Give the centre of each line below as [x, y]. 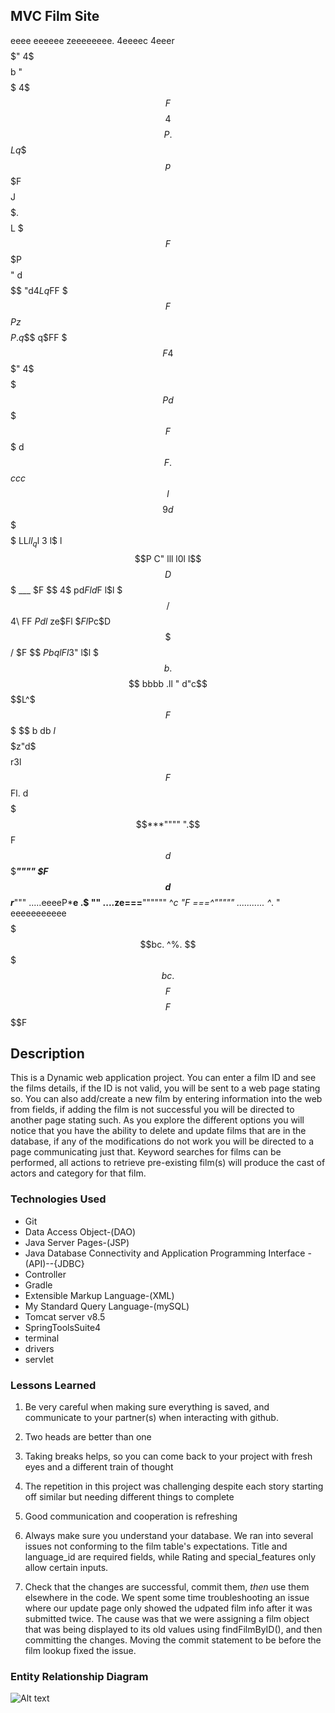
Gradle [38, 1285]
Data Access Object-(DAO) [80, 1231]
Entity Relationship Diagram [79, 1676]
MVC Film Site [55, 16]
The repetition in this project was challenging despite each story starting [174, 1486]
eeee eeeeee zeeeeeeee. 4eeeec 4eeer [92, 40]
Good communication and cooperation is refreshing [131, 1516]
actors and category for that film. [78, 1173]
